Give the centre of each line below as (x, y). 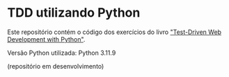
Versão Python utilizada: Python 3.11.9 (62, 53)
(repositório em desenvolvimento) (56, 66)
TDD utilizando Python (74, 13)
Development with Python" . (46, 39)
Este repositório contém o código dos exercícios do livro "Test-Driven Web (114, 32)
